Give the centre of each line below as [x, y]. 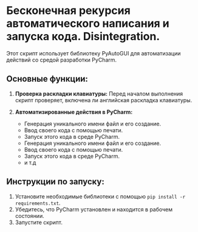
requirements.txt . [38, 203]
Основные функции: [47, 79]
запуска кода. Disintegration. [83, 37]
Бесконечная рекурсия [68, 11]
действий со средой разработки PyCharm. [62, 60]
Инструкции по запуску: [55, 182]
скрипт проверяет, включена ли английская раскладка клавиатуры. [104, 100]
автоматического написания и [88, 23]
